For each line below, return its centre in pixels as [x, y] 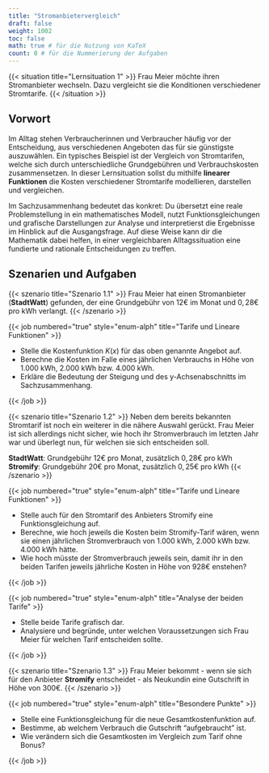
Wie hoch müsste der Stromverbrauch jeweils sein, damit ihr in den [132, 558]
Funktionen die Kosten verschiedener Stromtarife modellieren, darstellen [130, 181]
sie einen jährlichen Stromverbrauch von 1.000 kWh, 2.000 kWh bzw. [135, 541]
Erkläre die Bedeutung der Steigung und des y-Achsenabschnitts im [133, 376]
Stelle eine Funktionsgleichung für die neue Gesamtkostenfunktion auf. [138, 719]
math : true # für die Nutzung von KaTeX [78, 46]
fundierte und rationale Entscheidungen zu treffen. [92, 248]
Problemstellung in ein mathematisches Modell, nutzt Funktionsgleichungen [134, 214]
